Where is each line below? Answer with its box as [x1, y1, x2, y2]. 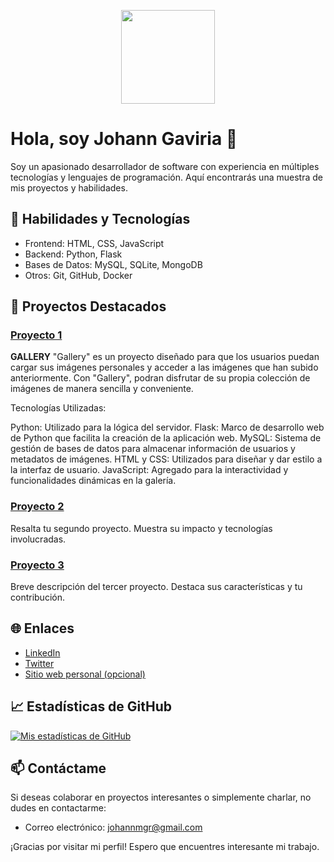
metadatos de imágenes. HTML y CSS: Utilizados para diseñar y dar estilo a [10, 453, 323, 465]
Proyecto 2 [10, 500, 65, 514]
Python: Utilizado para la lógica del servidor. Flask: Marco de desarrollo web [10, 421, 325, 434]
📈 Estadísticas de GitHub [10, 698, 173, 715]
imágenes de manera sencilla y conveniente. [10, 383, 194, 395]
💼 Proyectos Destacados [10, 298, 167, 315]
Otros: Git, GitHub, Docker [24, 269, 133, 281]
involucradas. [10, 533, 67, 545]
